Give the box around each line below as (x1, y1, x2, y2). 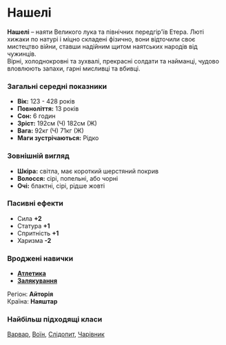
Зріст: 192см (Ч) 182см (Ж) (17, 119, 98, 128)
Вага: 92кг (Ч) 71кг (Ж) (17, 126, 84, 135)
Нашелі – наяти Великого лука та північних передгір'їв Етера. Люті (7, 28, 205, 36)
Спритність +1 (17, 229, 59, 237)
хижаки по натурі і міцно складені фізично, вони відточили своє (7, 34, 196, 43)
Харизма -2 (17, 236, 52, 244)
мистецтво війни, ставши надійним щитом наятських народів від (7, 42, 198, 50)
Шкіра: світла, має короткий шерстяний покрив (17, 167, 159, 175)
